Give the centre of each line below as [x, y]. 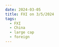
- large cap [22, 32]
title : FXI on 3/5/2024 [30, 14]
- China [18, 28]
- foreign [20, 37]
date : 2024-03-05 [23, 10]
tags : [11, 19]
